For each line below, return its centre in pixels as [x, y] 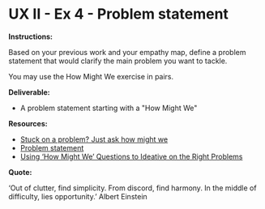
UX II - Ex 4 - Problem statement [119, 14]
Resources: [28, 123]
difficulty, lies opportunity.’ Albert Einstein [78, 196]
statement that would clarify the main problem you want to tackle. [118, 61]
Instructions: [31, 36]
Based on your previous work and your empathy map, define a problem [127, 52]
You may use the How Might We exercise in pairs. [91, 76]
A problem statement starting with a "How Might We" [109, 108]
